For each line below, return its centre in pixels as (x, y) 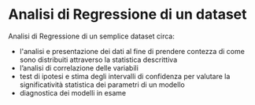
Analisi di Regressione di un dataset (128, 14)
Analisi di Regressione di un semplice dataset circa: (92, 36)
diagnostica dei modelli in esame (73, 92)
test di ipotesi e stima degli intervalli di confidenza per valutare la (125, 76)
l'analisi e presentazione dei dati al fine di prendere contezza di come (132, 51)
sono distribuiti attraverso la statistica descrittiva (98, 60)
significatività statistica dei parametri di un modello (102, 85)
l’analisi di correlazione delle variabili (79, 67)
